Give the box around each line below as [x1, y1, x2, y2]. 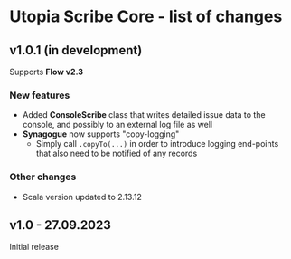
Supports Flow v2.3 [9, 66, 84, 77]
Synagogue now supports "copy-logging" [22, 129, 180, 139]
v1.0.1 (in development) [9, 43, 143, 58]
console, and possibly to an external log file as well [22, 120, 213, 130]
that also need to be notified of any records [35, 148, 198, 159]
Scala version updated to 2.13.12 [22, 191, 142, 202]
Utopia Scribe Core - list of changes [9, 6, 283, 27]
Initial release [9, 242, 59, 253]
